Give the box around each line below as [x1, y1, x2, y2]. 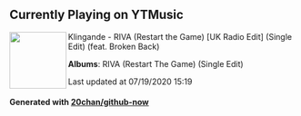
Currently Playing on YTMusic [9, 7, 184, 23]
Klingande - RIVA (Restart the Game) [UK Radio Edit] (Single [67, 31, 293, 42]
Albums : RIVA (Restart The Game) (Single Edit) [67, 58, 244, 69]
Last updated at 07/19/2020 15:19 [67, 76, 193, 87]
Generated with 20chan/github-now [9, 97, 150, 108]
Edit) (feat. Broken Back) [67, 41, 160, 52]
